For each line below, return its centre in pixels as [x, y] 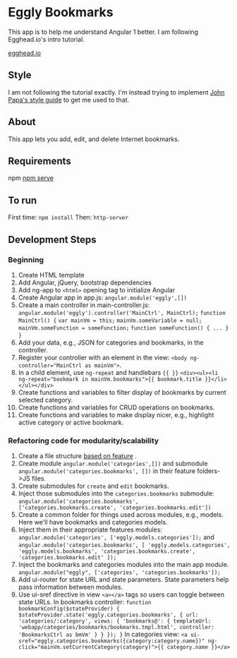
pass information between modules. [70, 587]
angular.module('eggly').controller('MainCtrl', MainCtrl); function [122, 313]
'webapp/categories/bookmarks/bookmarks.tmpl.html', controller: [116, 628]
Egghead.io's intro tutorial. [47, 39]
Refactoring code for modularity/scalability [84, 441]
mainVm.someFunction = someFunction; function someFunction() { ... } [123, 328]
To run [23, 200]
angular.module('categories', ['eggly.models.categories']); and [116, 537]
